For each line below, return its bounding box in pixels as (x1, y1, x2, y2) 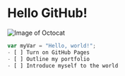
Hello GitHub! (7, 5, 88, 21)
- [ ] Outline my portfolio (7, 55, 90, 63)
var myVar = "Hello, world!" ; (7, 42, 97, 49)
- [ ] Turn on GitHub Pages (7, 48, 90, 56)
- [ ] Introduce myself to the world (7, 62, 119, 69)
